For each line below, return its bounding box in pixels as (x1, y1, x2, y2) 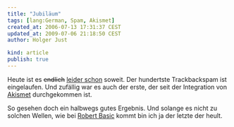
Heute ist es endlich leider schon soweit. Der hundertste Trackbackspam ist (7, 75, 227, 83)
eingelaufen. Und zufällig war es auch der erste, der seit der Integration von (7, 83, 228, 91)
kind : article (7, 49, 49, 56)
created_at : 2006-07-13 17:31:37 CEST (7, 23, 121, 30)
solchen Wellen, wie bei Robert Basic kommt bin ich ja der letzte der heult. (7, 111, 223, 120)
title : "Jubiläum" (7, 10, 61, 18)
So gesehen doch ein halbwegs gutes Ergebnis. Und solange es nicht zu (7, 104, 218, 112)
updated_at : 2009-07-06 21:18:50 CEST (7, 30, 121, 37)
